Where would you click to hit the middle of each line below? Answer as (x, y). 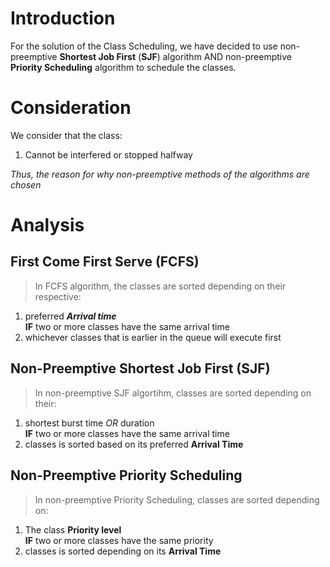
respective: (58, 296)
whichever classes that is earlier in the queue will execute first (153, 337)
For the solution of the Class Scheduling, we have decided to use (144, 46)
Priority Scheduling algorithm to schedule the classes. (123, 67)
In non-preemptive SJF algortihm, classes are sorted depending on (173, 393)
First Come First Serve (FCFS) (105, 262)
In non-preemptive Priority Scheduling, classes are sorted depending (177, 499)
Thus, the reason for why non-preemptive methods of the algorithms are (160, 174)
